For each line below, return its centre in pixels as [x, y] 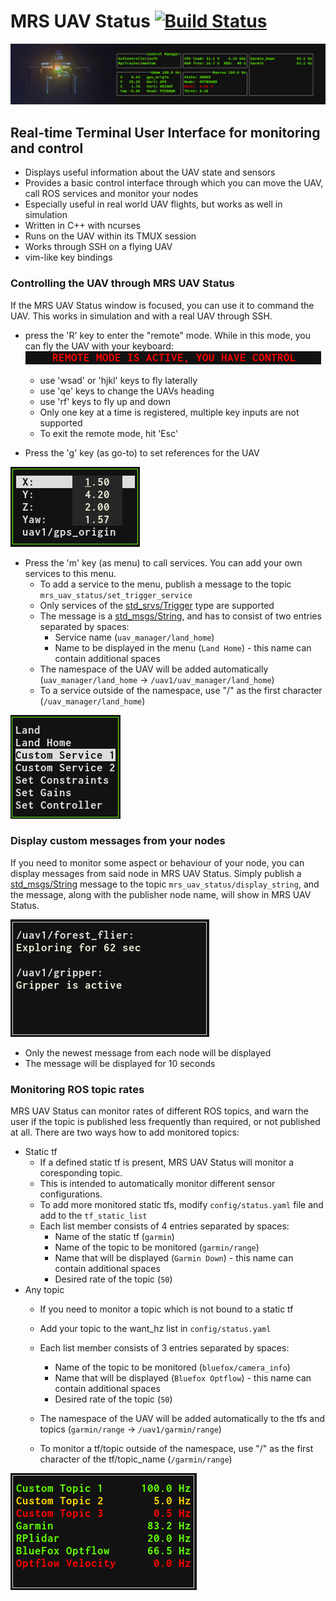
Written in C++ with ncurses [82, 226]
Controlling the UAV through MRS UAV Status [122, 283]
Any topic [44, 1290]
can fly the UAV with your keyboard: [99, 346]
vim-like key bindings [68, 257]
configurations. [71, 1194]
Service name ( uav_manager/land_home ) [134, 637]
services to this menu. [70, 573]
